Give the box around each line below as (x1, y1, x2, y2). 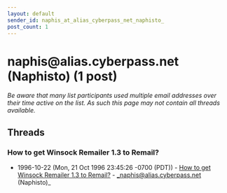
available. (7, 106, 36, 115)
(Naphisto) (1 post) (7, 68, 118, 84)
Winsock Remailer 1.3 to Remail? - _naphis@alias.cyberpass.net (17, 171, 202, 179)
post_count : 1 (7, 23, 49, 30)
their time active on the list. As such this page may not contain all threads (7, 99, 221, 107)
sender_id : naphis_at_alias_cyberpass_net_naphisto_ (7, 17, 165, 24)
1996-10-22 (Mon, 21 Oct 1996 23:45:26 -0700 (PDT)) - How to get (17, 164, 212, 171)
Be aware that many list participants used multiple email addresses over (7, 92, 217, 100)
